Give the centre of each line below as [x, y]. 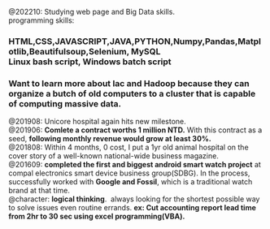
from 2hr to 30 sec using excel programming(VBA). [97, 216]
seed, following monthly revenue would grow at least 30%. [110, 139]
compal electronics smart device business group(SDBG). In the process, [129, 173]
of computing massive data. [65, 103]
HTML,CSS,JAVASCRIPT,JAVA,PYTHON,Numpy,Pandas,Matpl [135, 41]
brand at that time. [39, 191]
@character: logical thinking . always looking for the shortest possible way [134, 199]
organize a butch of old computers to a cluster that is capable [132, 93]
